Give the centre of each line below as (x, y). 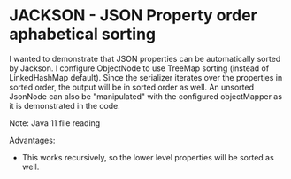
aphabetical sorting (83, 34)
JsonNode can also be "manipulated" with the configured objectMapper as (146, 96)
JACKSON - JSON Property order (134, 16)
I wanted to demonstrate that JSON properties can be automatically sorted (145, 58)
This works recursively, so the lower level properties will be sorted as (148, 157)
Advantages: (32, 140)
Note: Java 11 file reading (55, 123)
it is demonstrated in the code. (65, 105)
